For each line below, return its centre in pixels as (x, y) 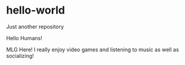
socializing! (20, 56)
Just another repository (35, 27)
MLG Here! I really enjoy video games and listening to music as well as (92, 49)
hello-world (36, 10)
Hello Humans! (24, 38)
